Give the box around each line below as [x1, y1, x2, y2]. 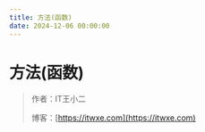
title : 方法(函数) [9, 12, 73, 22]
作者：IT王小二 [30, 94, 87, 104]
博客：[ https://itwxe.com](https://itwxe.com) [30, 112, 196, 123]
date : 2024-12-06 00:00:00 [9, 21, 110, 30]
